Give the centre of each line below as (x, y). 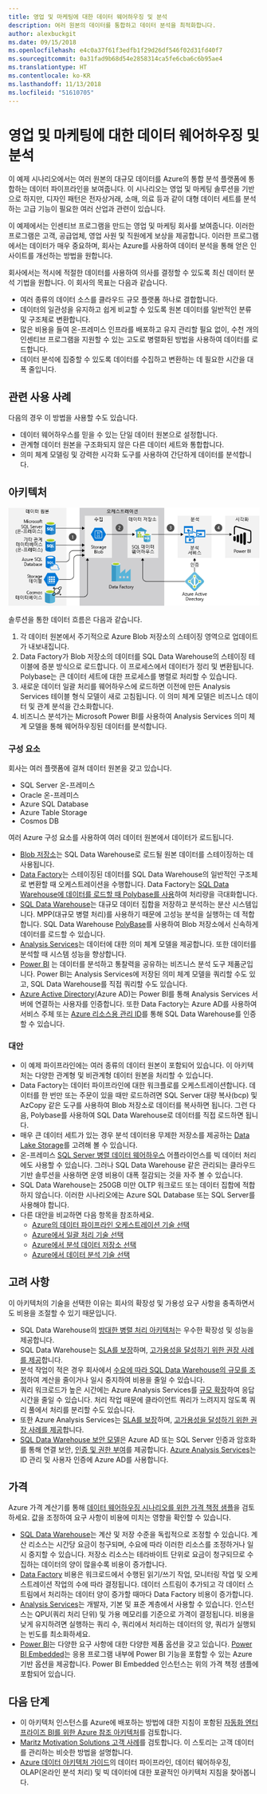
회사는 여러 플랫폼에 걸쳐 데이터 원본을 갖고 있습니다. (90, 768)
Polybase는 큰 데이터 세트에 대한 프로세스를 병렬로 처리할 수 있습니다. (128, 676)
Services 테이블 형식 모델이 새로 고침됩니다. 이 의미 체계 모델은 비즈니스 (132, 696)
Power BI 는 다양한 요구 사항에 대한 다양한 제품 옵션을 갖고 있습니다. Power (136, 1644)
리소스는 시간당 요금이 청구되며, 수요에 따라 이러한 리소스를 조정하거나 (137, 1544)
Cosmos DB (39, 821)
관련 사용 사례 (40, 397)
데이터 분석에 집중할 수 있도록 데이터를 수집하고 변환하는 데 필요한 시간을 (132, 360)
